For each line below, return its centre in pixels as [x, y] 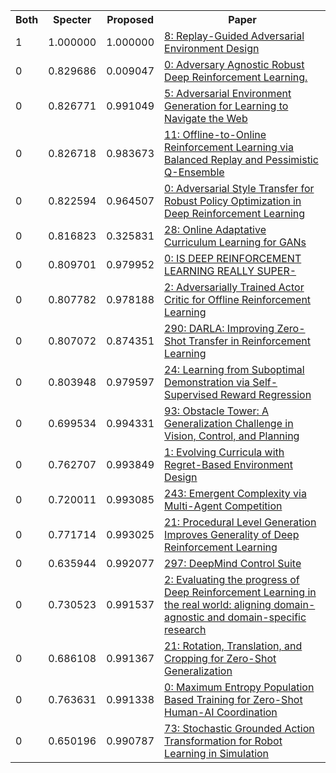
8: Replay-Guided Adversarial [234, 36]
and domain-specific [256, 617]
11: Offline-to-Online [215, 134]
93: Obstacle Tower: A [217, 411]
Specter [72, 19]
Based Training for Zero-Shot [233, 699]
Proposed [130, 19]
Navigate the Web [206, 118]
